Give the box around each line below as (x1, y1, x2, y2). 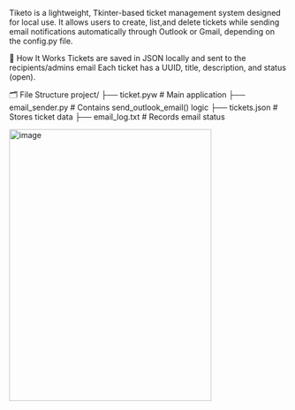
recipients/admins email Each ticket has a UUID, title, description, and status (9, 62, 287, 73)
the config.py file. (9, 35, 73, 46)
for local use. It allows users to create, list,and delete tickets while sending (9, 17, 280, 27)
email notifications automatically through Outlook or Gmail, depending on (9, 27, 276, 36)
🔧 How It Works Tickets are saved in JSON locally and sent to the (9, 53, 246, 63)
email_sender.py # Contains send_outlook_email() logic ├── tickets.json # (9, 102, 278, 112)
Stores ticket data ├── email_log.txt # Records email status (9, 112, 225, 122)
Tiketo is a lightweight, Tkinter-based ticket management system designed (9, 8, 281, 18)
